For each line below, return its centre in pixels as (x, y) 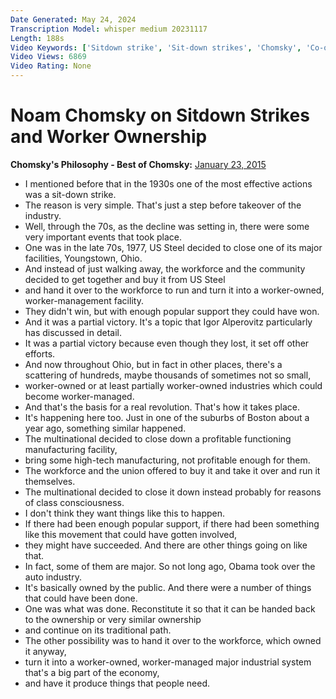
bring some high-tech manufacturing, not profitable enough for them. (167, 460)
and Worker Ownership (109, 137)
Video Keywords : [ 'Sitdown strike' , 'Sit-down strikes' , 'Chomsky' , (156, 47)
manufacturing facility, (71, 449)
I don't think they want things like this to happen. (125, 513)
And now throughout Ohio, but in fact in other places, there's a (153, 364)
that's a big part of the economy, (92, 672)
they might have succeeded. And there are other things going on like (166, 545)
